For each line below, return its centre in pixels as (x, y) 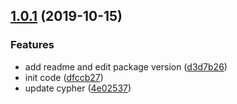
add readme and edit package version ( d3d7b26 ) (126, 66)
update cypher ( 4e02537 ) (78, 88)
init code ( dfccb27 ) (64, 77)
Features (32, 45)
